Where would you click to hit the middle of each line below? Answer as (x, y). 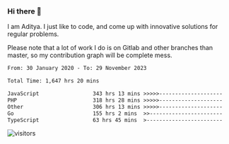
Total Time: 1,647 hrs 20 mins (53, 81)
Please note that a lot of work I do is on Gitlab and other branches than (110, 48)
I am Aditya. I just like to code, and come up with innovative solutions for (113, 27)
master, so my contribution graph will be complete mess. (90, 55)
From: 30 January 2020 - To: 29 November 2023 (77, 68)
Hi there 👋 (25, 11)
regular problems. (33, 34)
